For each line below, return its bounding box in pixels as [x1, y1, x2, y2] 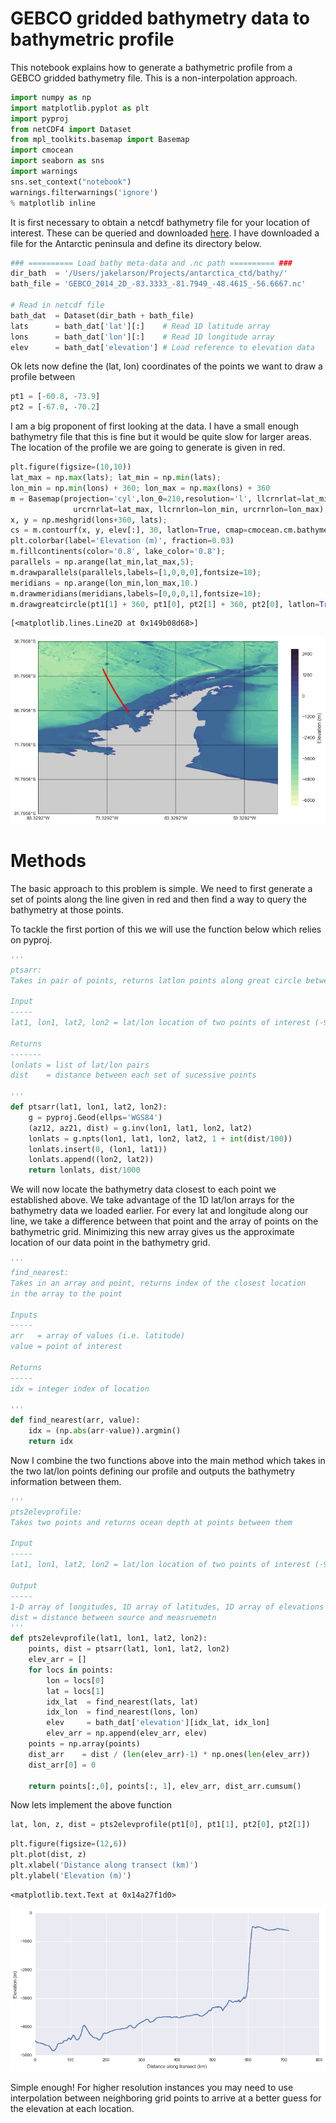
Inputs [10, 1310, 38, 1320]
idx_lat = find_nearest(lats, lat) [46, 1697, 199, 1707]
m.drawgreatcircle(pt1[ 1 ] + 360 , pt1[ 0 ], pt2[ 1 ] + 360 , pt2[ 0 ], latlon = [10, 599, 320, 609]
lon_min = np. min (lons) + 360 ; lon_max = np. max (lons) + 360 [10, 483, 271, 493]
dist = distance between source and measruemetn [10, 1612, 217, 1622]
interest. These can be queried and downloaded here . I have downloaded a [10, 227, 320, 239]
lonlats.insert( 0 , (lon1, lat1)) [28, 1144, 168, 1154]
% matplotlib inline [10, 198, 97, 208]
